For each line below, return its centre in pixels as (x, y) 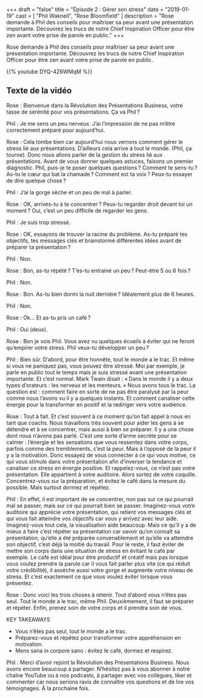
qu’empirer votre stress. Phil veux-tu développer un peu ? (78, 347)
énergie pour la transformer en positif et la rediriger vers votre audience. (97, 405)
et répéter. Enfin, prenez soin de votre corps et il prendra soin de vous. (95, 607)
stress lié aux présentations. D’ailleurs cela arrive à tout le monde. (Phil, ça (99, 148)
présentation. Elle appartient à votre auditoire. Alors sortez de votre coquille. (101, 474)
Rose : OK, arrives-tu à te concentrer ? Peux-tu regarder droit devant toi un (99, 204)
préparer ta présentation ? (38, 247)
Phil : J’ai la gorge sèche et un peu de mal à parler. (69, 192)
